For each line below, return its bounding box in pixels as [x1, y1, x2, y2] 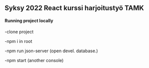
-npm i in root [4, 38, 33, 44]
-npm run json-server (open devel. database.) [4, 48, 99, 54]
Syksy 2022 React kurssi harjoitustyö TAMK [4, 4, 144, 12]
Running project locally [4, 17, 53, 24]
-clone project [4, 29, 34, 34]
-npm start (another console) [4, 57, 64, 63]
